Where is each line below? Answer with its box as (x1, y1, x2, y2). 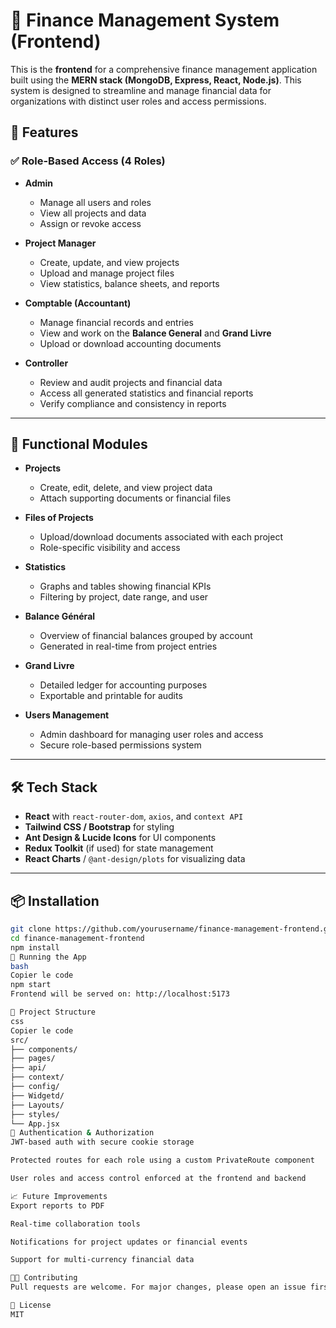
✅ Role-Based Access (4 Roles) (10, 154, 166, 168)
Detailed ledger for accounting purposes (39, 679, 208, 691)
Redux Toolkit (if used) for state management (24, 842, 214, 854)
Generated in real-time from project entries (39, 640, 218, 653)
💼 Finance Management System (10, 9, 280, 32)
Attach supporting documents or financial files (39, 492, 232, 504)
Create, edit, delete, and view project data (39, 482, 213, 494)
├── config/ (10, 1082, 60, 1092)
